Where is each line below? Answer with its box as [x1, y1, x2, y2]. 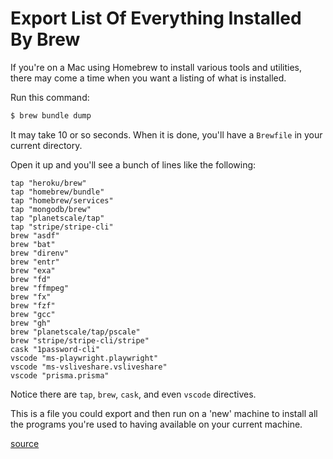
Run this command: [10, 91, 90, 103]
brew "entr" [10, 257, 60, 267]
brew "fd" [10, 274, 52, 284]
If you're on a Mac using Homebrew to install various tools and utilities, [10, 61, 303, 73]
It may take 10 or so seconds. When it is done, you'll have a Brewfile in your [10, 128, 323, 141]
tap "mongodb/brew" [10, 204, 92, 214]
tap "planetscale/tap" [10, 213, 105, 223]
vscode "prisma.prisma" [10, 370, 110, 381]
